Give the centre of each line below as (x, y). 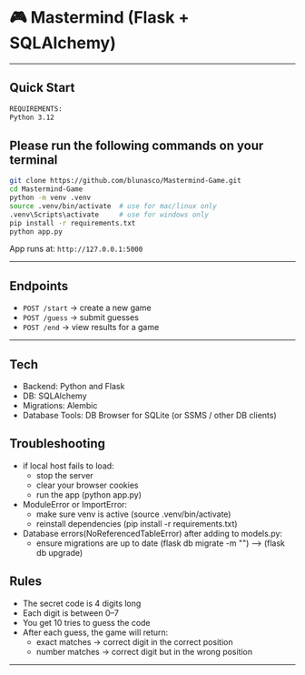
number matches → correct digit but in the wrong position (144, 651)
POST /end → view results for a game (91, 327)
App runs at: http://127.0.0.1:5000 (76, 249)
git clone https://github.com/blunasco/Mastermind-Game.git (126, 181)
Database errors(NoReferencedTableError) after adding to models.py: (152, 533)
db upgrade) (59, 552)
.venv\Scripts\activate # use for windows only (109, 215)
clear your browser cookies (87, 485)
